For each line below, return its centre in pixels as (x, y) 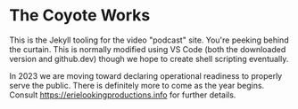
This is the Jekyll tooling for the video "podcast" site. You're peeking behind (149, 40)
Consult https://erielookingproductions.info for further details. (123, 95)
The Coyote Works (80, 16)
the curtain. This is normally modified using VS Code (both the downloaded (148, 49)
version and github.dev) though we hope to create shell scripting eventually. (149, 58)
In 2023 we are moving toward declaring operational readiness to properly (146, 75)
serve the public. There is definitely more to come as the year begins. (137, 85)
